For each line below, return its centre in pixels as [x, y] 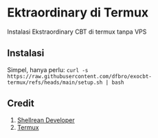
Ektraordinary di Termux [78, 13]
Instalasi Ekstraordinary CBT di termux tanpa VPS [77, 32]
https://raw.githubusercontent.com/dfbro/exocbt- [80, 76]
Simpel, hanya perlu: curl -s [48, 69]
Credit [21, 103]
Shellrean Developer [46, 120]
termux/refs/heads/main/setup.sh [55, 82]
